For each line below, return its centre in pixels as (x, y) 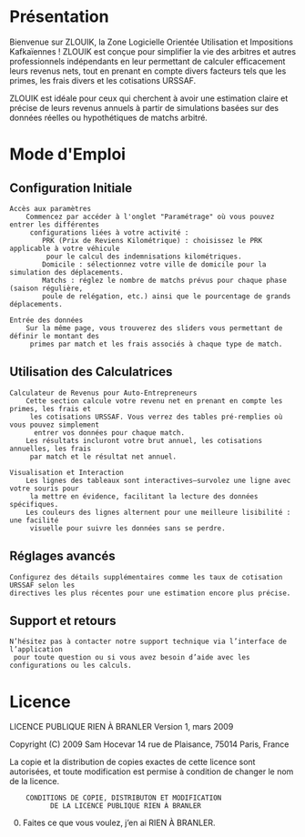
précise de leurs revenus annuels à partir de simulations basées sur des (144, 107)
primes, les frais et (51, 408)
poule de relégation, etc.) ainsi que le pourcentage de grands (167, 296)
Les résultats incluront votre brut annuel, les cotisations (144, 440)
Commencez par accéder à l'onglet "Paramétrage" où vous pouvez (150, 217)
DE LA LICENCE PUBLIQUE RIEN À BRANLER (126, 806)
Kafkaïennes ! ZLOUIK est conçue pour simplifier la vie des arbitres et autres (153, 51)
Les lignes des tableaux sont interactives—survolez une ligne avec (158, 480)
